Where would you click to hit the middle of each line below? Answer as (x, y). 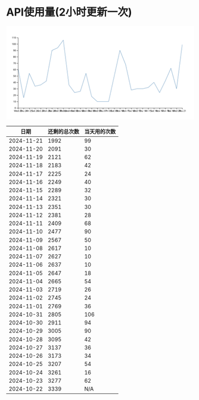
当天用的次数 (100, 132)
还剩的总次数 (63, 132)
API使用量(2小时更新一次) (69, 12)
